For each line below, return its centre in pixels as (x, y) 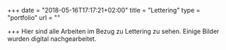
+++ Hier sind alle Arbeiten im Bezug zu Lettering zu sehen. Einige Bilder (113, 31)
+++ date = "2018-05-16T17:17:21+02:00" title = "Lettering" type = (104, 10)
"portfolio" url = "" (34, 18)
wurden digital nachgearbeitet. (52, 39)
